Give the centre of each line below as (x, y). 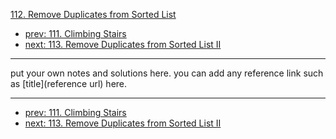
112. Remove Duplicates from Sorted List (93, 14)
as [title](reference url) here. (69, 83)
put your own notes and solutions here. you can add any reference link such (167, 73)
